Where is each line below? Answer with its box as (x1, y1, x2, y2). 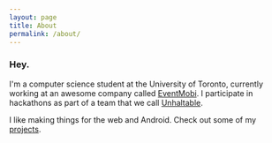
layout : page (9, 12, 57, 22)
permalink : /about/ (9, 29, 81, 38)
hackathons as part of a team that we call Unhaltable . (9, 97, 203, 108)
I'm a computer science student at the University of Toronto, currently (9, 79, 263, 89)
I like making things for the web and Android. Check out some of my (9, 114, 257, 124)
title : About (9, 21, 57, 30)
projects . (9, 124, 42, 134)
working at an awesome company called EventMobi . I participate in (9, 87, 253, 98)
